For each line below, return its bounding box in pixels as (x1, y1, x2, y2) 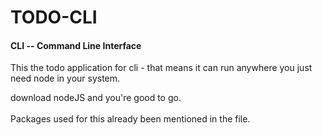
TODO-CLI (10, 6, 98, 29)
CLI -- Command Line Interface (10, 39, 142, 51)
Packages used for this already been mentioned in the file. (10, 113, 251, 125)
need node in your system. (10, 72, 121, 85)
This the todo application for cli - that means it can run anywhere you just (10, 62, 313, 74)
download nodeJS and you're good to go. (10, 92, 182, 104)
